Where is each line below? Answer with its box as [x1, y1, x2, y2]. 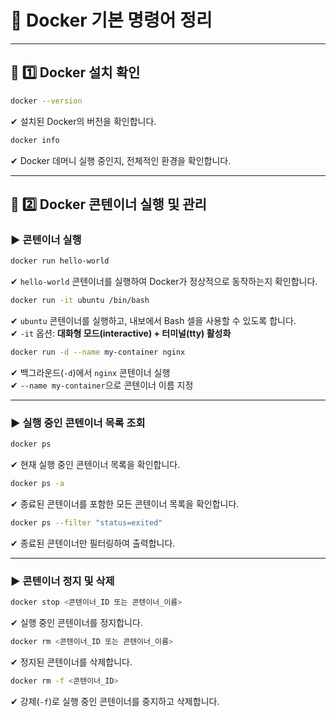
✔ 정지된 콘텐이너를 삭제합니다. [10, 656, 133, 668]
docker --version [10, 96, 83, 106]
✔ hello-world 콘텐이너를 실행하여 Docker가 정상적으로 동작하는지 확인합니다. [10, 276, 318, 288]
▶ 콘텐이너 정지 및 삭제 [10, 574, 115, 588]
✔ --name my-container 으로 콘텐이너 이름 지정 [10, 379, 194, 391]
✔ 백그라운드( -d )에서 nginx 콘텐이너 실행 [10, 366, 171, 378]
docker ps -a [10, 478, 65, 488]
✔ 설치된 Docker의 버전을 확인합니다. [10, 115, 157, 127]
